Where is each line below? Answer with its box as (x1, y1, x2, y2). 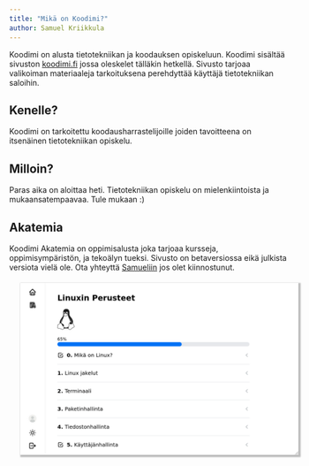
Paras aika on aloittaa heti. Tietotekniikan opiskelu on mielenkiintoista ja (9, 185, 269, 195)
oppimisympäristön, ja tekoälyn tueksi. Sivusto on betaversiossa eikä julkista (9, 252, 287, 263)
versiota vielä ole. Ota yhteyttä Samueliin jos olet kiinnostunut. (9, 262, 236, 272)
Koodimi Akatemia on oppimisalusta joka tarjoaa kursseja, (9, 243, 219, 254)
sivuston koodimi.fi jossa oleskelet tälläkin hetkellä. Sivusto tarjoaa (9, 58, 251, 69)
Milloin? (9, 161, 55, 176)
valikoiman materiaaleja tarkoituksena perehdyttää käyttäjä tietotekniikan (9, 67, 274, 79)
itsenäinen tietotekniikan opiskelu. (9, 135, 132, 146)
